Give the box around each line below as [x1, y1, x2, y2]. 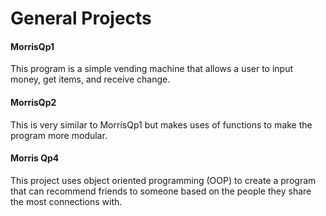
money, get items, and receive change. [10, 73, 171, 86]
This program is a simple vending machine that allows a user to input [10, 63, 294, 75]
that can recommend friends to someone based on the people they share [10, 185, 312, 197]
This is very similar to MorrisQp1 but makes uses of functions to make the [10, 118, 313, 131]
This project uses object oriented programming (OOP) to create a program [10, 174, 317, 186]
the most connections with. [10, 195, 123, 207]
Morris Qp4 [10, 152, 60, 164]
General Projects [10, 7, 152, 30]
